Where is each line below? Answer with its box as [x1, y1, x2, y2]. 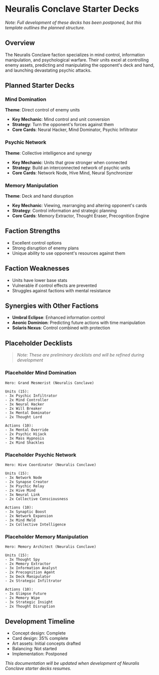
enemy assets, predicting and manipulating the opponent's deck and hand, [5, 62, 155, 68]
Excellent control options [12, 240, 62, 245]
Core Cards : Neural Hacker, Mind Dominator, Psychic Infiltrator [12, 127, 138, 132]
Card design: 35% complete [12, 635, 68, 641]
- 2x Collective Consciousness [5, 496, 68, 501]
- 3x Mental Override [5, 427, 49, 432]
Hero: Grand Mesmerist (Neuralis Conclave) [5, 380, 95, 385]
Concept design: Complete [12, 630, 66, 636]
